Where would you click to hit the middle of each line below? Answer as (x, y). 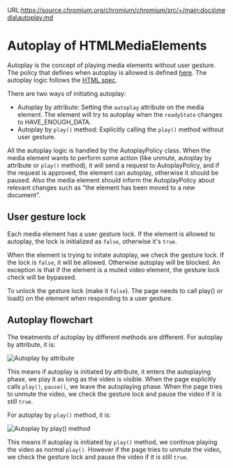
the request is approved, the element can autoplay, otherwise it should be (113, 172)
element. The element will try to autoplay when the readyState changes (120, 114)
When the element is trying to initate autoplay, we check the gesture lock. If (116, 255)
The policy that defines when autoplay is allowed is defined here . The (107, 72)
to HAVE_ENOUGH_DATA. (54, 122)
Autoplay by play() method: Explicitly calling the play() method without (120, 129)
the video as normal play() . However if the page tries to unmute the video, (114, 449)
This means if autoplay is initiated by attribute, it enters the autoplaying (109, 371)
